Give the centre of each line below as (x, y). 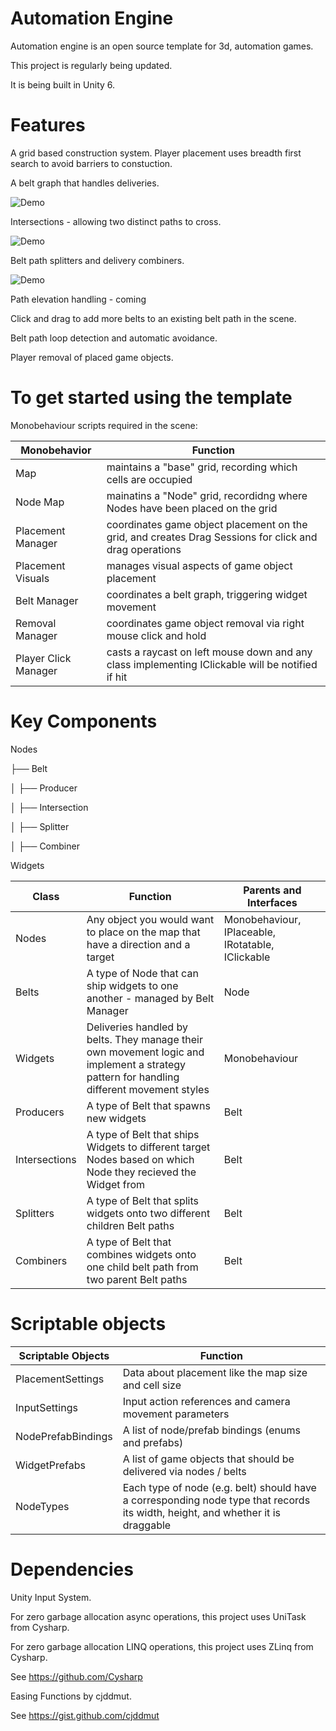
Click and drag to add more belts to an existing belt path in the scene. (153, 318)
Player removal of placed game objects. (92, 357)
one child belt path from (142, 1267)
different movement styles (148, 1089)
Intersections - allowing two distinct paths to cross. (116, 221)
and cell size (152, 1385)
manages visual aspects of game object (199, 565)
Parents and (272, 890)
